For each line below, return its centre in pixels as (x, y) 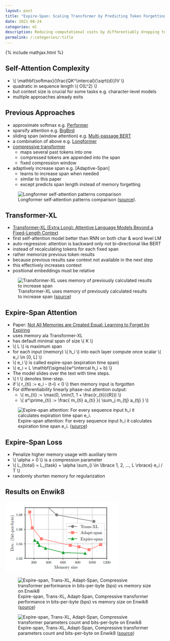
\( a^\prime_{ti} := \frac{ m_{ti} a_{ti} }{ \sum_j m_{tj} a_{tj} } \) (84, 400)
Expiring (21, 330)
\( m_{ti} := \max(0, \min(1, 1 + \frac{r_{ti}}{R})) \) (71, 395)
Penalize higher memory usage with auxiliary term (65, 454)
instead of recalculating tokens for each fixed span (66, 249)
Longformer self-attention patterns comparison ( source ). (77, 199)
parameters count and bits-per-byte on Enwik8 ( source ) (76, 633)
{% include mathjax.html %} (34, 52)
